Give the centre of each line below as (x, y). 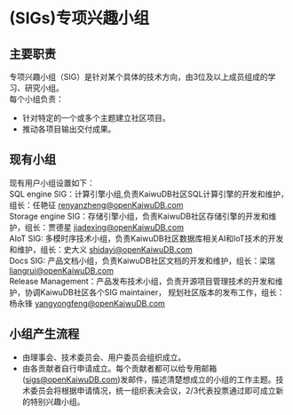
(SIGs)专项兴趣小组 (79, 18)
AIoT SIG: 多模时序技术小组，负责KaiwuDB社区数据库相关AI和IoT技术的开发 (146, 238)
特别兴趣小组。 (57, 402)
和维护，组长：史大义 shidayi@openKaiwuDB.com (101, 249)
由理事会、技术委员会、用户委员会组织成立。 (104, 357)
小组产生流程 (44, 334)
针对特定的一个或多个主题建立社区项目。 (96, 118)
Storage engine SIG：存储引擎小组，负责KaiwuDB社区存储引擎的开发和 (139, 216)
